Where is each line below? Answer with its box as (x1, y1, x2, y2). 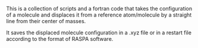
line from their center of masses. (6, 18, 86, 24)
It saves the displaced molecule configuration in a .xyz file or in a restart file (6, 29, 192, 36)
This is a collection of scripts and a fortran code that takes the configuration (6, 5, 193, 12)
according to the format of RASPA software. (6, 36, 114, 42)
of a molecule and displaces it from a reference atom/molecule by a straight (6, 11, 192, 18)
